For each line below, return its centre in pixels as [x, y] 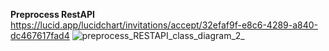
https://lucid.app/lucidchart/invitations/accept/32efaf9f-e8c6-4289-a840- [164, 25]
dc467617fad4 [40, 35]
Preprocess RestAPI [52, 14]
